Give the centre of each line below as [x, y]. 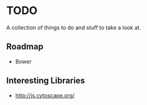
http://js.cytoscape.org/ [45, 95]
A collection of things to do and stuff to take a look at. [74, 27]
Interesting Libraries [46, 81]
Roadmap [25, 47]
